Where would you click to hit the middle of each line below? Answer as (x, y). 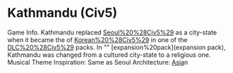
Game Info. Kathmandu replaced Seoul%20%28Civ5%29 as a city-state (112, 32)
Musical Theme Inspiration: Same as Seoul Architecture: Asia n (98, 62)
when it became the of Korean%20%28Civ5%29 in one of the (97, 39)
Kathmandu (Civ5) (62, 13)
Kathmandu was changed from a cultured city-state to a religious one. (109, 55)
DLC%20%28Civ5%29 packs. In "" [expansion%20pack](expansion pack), (116, 47)
